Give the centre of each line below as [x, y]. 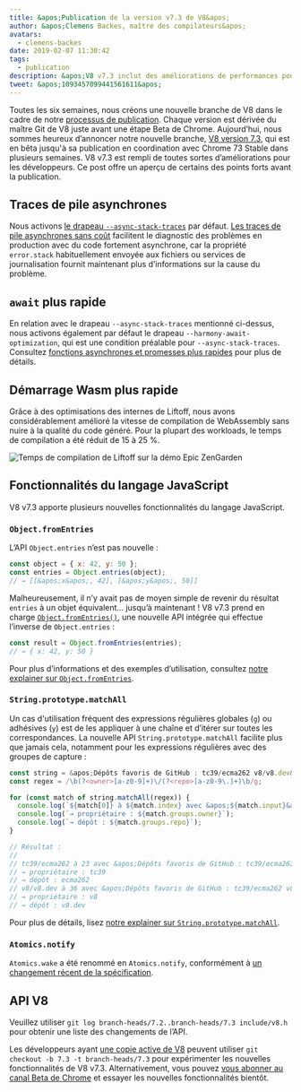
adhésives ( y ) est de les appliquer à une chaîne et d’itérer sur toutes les [141, 728]
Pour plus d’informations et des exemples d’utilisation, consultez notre [139, 668]
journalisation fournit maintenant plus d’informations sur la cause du [135, 264]
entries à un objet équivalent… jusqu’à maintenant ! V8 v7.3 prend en [137, 607]
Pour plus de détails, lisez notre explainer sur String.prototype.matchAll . [145, 922]
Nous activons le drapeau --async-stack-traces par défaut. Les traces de [145, 226]
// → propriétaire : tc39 [57, 872]
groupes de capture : [48, 756]
